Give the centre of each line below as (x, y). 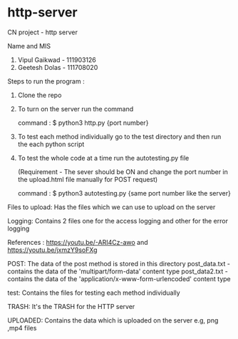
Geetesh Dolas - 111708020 (58, 67)
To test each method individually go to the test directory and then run (119, 136)
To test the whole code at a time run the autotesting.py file (103, 158)
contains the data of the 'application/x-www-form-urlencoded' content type (119, 278)
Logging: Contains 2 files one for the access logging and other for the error (118, 221)
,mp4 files (22, 328)
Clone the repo (40, 95)
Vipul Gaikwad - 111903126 (57, 60)
